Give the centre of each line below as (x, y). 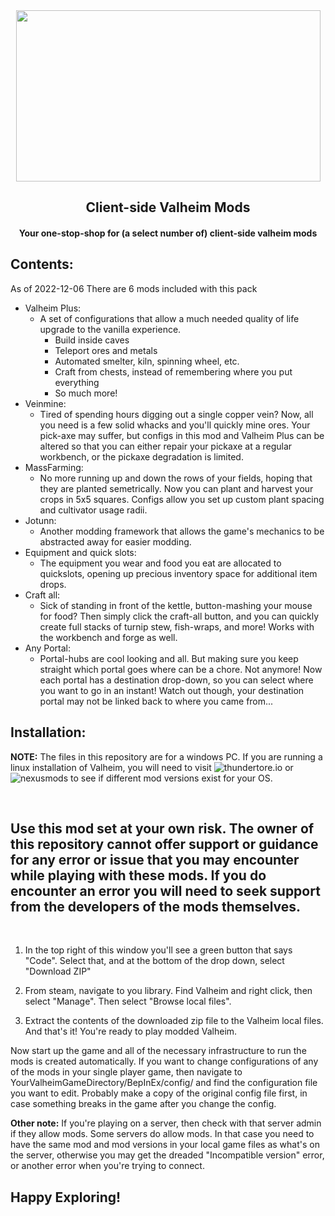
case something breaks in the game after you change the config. (143, 1104)
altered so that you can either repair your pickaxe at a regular (166, 446)
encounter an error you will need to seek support (165, 891)
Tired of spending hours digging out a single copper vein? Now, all (176, 414)
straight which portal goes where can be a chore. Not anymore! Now (181, 669)
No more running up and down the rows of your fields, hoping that (176, 478)
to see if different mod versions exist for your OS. (171, 778)
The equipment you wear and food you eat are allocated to (160, 563)
